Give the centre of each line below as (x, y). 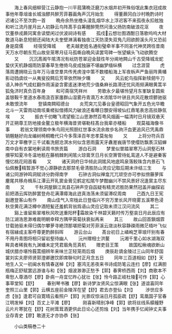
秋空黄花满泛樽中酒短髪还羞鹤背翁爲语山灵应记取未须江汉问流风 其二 (82, 206)
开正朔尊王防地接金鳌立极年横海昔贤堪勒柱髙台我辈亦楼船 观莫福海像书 (84, 123)
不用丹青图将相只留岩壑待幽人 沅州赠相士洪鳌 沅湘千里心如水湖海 (83, 238)
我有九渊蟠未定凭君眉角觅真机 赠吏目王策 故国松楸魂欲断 (91, 245)
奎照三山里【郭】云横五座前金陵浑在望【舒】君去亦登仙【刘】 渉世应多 (84, 290)
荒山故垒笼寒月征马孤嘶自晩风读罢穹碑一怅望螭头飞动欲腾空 (95, 52)
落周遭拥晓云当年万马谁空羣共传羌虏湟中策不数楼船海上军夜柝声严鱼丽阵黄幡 (86, 72)
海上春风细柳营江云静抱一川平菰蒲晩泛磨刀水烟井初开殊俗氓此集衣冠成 (88, 7)
